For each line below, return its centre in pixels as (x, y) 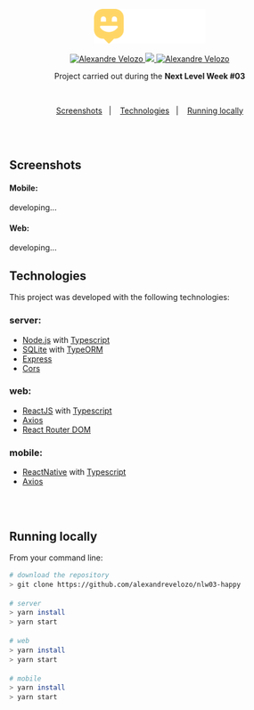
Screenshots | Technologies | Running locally (150, 110)
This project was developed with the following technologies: (119, 298)
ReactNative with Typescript (74, 472)
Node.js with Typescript (66, 339)
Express (37, 359)
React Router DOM (57, 429)
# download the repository (59, 575)
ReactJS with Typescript (67, 411)
